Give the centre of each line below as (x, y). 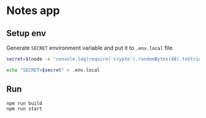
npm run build (25, 103)
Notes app (33, 11)
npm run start (25, 109)
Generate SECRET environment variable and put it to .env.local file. (90, 48)
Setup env (26, 33)
